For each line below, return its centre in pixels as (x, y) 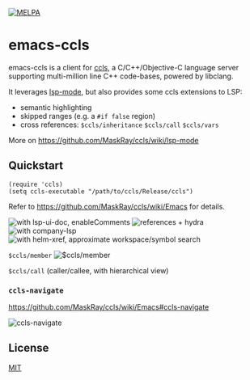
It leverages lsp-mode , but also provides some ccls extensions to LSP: (125, 91)
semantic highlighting (56, 107)
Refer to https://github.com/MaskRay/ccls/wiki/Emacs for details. (117, 206)
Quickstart (36, 166)
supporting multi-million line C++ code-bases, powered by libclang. (121, 76)
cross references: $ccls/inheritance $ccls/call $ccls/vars (119, 125)
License (29, 348)
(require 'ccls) (36, 184)
